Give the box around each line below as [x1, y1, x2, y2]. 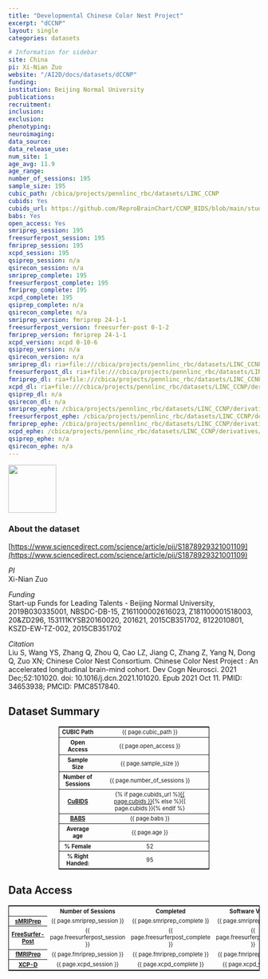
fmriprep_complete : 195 [8, 286, 88, 294]
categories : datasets [8, 34, 81, 42]
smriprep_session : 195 [8, 227, 84, 235]
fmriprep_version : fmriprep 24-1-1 [8, 331, 127, 339]
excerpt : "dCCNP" [8, 19, 66, 27]
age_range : [8, 167, 45, 176]
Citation [8, 639, 34, 648]
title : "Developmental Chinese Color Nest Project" [8, 11, 183, 20]
